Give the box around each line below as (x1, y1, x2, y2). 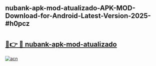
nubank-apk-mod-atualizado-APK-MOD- (5, 4, 136, 12)
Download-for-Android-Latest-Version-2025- (5, 12, 151, 20)
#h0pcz (5, 19, 30, 28)
